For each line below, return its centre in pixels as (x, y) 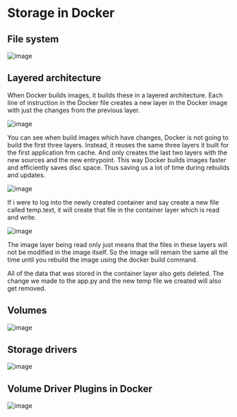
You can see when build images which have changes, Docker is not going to (118, 137)
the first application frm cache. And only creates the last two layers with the (117, 152)
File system (33, 39)
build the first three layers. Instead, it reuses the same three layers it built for (118, 145)
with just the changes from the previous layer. (74, 110)
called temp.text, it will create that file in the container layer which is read (114, 210)
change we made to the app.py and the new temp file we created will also (114, 281)
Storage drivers (42, 350)
